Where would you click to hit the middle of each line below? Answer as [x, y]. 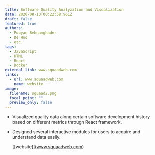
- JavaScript [23, 51]
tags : [11, 47]
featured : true [21, 24]
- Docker [19, 65]
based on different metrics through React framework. [67, 122]
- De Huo [19, 38]
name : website [29, 84]
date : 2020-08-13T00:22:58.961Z [39, 14]
